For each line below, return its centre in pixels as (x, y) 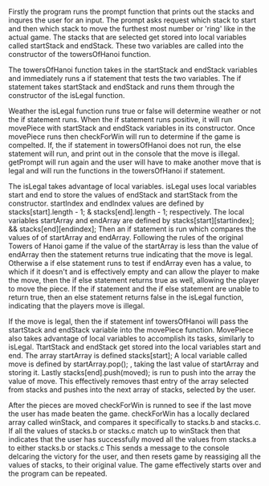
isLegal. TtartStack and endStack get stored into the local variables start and (134, 347)
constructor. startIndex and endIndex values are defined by (106, 203)
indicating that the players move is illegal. (77, 306)
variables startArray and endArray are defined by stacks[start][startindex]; (131, 221)
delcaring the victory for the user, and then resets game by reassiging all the (134, 456)
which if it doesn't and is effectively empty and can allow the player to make (134, 272)
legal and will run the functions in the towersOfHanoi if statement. (117, 171)
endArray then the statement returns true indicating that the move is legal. (130, 255)
